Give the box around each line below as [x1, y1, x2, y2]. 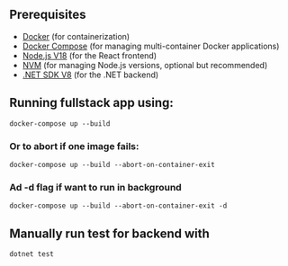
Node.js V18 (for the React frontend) [22, 49, 157, 61]
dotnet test [9, 250, 54, 259]
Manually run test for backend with [9, 226, 210, 241]
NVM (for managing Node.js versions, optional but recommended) [22, 59, 268, 70]
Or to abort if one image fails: [9, 139, 139, 152]
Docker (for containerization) [22, 31, 130, 41]
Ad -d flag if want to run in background [9, 181, 182, 193]
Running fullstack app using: [9, 95, 174, 111]
